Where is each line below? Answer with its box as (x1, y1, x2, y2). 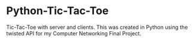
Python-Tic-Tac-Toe (6, 4, 109, 18)
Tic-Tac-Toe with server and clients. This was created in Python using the (6, 24, 188, 31)
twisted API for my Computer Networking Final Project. (6, 29, 142, 37)
